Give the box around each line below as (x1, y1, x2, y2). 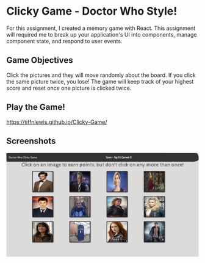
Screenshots (6, 135, 56, 146)
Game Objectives (6, 55, 73, 65)
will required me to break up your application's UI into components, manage (6, 31, 197, 38)
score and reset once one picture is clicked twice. (6, 84, 132, 92)
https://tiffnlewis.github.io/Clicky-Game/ (6, 118, 107, 126)
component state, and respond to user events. (6, 37, 123, 45)
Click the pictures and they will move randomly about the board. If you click (6, 71, 196, 79)
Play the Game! (6, 102, 65, 112)
